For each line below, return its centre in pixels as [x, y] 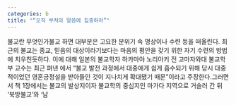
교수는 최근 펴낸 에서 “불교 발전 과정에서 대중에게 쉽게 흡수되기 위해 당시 [114, 68]
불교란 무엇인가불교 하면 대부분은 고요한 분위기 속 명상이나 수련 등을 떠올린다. [114, 41]
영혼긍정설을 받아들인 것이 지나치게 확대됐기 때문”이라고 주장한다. [122, 76]
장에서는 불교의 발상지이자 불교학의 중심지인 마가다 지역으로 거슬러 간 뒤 [123, 85]
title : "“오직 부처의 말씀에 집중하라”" [59, 20]
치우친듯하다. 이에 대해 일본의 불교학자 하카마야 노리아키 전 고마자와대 [111, 59]
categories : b [28, 14]
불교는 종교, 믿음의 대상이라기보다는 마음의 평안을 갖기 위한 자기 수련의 [117, 50]
